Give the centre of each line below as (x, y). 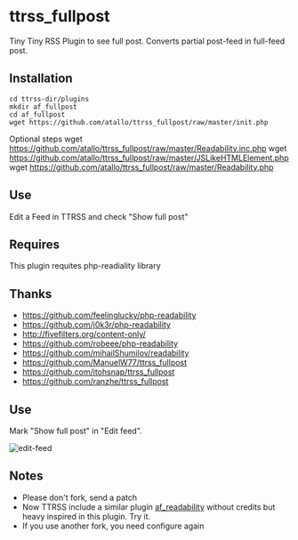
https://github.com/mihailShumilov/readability (105, 353)
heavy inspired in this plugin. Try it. (86, 516)
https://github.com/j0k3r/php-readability (97, 325)
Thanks (31, 294)
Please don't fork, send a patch (80, 497)
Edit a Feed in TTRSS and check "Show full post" (99, 216)
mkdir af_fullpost (43, 107)
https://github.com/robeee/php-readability (100, 343)
